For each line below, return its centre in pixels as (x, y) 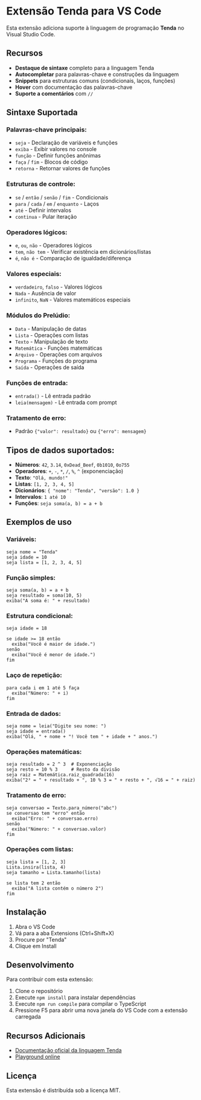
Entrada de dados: (34, 713)
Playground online (37, 1057)
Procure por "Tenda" (41, 939)
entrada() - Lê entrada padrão (53, 396)
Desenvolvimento (40, 965)
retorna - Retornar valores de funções (62, 169)
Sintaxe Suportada (42, 113)
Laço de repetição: (34, 675)
